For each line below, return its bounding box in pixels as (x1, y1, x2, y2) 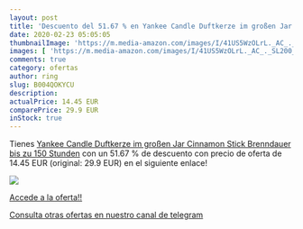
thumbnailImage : (9, 38, 70, 48)
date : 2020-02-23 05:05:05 (9, 30, 111, 39)
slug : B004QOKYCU (9, 80, 75, 89)
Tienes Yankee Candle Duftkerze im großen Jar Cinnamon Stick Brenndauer (9, 139, 291, 150)
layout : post (9, 13, 59, 23)
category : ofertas (9, 64, 78, 73)
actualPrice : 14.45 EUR (9, 96, 99, 106)
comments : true (9, 55, 67, 64)
